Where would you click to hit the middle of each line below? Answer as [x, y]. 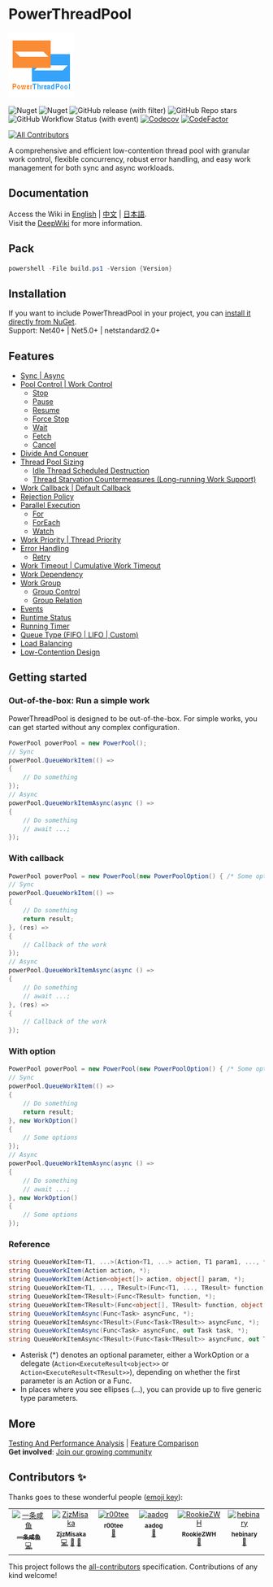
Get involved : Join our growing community [80, 1451]
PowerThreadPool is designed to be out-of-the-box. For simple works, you [133, 718]
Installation [37, 293]
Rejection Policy [47, 497]
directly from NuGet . [43, 322]
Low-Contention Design [60, 652]
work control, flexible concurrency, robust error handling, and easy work [130, 159]
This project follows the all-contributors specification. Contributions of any [133, 1567]
